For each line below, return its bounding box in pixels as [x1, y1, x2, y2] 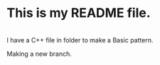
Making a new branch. [6, 49, 73, 58]
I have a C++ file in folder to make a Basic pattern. [6, 35, 154, 44]
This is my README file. [6, 5, 151, 21]
